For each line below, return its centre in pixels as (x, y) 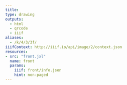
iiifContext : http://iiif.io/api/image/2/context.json (64, 47)
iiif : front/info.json (38, 70)
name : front (22, 61)
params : (18, 65)
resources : (17, 51)
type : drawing (20, 14)
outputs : (14, 19)
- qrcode (19, 28)
